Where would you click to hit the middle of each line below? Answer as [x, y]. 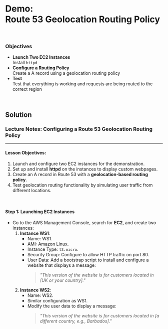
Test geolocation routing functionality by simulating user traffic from [82, 185]
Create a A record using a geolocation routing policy [66, 73]
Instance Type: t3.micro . [53, 249]
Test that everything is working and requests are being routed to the [82, 84]
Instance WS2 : [35, 290]
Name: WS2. [40, 295]
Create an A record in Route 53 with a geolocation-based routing [80, 175]
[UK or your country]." [63, 280]
